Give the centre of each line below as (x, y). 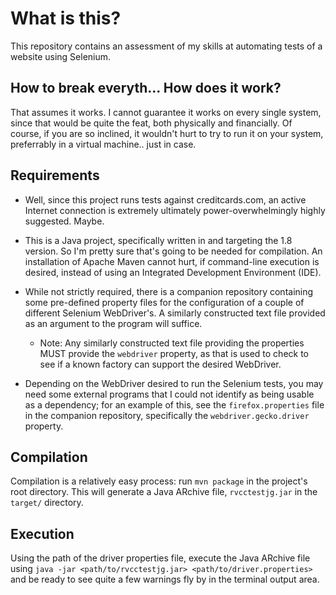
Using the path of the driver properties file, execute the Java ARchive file (160, 558)
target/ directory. (47, 503)
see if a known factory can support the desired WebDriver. (160, 364)
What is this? (66, 18)
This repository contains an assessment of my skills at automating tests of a (166, 46)
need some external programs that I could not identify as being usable (169, 394)
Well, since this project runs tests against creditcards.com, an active (165, 199)
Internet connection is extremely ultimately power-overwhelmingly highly (175, 210)
